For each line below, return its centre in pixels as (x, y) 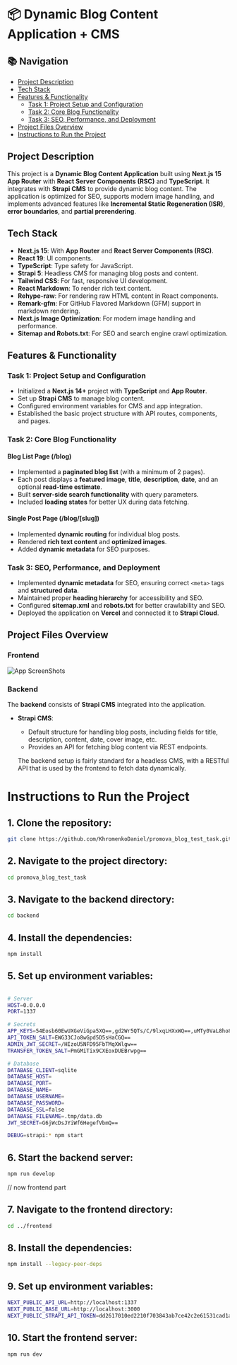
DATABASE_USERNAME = (36, 1097)
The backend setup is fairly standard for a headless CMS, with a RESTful (123, 760)
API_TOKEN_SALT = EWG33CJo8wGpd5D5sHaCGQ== (69, 1038)
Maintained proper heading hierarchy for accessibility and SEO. (110, 598)
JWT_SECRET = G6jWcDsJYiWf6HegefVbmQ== (63, 1123)
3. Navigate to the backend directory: (91, 899)
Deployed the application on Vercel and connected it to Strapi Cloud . (118, 613)
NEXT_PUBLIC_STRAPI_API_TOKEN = (53, 1315)
